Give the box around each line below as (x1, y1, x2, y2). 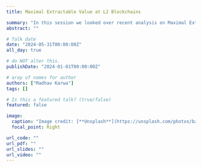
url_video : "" (6, 151, 42, 158)
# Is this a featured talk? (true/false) (6, 97, 112, 103)
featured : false (6, 102, 47, 108)
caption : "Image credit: (11, 118, 74, 125)
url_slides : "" (6, 146, 44, 152)
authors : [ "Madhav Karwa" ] (6, 80, 74, 86)
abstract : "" (6, 25, 39, 31)
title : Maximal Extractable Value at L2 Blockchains (6, 8, 141, 15)
